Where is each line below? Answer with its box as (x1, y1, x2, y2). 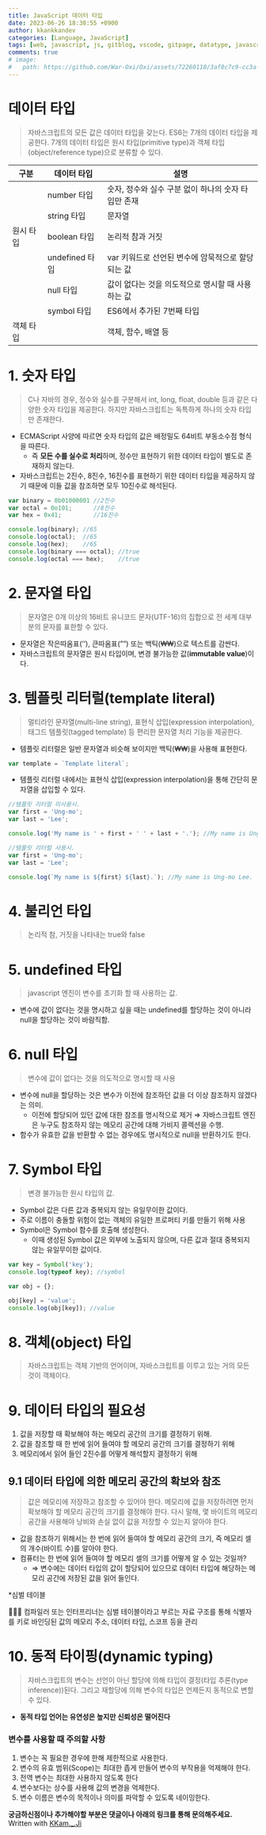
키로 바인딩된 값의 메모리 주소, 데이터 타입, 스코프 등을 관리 (16, 1617, 198, 1627)
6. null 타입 (8, 1046, 78, 1064)
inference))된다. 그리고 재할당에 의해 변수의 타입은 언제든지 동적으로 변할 (27, 1685, 254, 1695)
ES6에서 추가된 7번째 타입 (106, 305, 199, 316)
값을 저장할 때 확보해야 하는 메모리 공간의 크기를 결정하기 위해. (19, 1429, 212, 1439)
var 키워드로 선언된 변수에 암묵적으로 (106, 251, 237, 262)
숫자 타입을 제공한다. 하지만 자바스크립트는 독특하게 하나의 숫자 (42, 404, 237, 414)
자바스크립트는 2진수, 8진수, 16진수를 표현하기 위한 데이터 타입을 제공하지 (19, 471, 247, 480)
